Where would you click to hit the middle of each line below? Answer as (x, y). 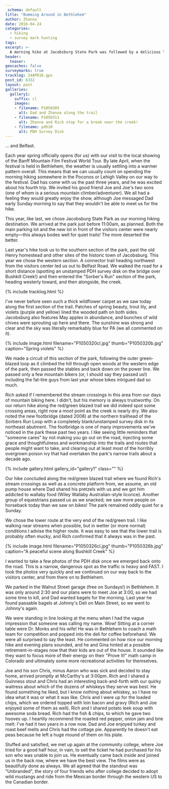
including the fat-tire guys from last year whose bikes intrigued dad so (78, 380)
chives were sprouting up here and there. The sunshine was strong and (79, 323)
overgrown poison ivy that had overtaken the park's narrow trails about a (80, 454)
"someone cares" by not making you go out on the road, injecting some (79, 438)
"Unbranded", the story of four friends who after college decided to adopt (82, 771)
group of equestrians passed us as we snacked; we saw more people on (80, 500)
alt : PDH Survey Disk (41, 131)
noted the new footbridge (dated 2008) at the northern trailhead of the (78, 416)
